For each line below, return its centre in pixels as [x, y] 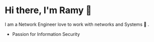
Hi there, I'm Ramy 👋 [48, 10]
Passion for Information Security [46, 34]
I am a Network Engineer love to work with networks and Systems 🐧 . [77, 24]
